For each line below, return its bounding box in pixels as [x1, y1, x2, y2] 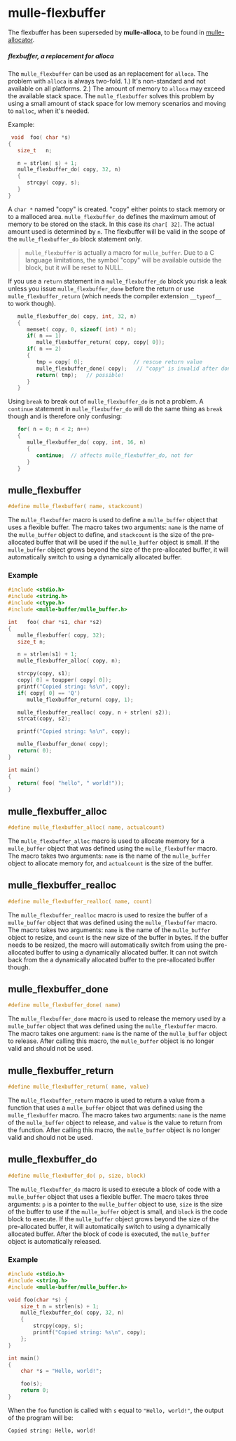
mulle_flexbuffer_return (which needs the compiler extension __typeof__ [8, 291, 222, 300]
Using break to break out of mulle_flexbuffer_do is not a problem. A [8, 397, 204, 406]
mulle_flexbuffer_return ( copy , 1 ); [26, 696, 134, 703]
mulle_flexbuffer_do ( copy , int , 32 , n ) [17, 312, 137, 320]
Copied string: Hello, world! [8, 1427, 97, 1434]
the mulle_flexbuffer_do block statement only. [8, 234, 143, 243]
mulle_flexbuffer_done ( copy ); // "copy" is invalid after [36, 365, 218, 372]
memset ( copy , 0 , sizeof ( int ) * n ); [26, 326, 137, 333]
